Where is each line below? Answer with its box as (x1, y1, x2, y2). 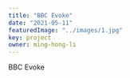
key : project (8, 33, 52, 42)
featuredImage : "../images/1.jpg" (8, 26, 124, 34)
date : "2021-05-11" (8, 19, 73, 27)
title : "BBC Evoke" (8, 11, 73, 20)
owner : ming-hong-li (8, 41, 77, 49)
